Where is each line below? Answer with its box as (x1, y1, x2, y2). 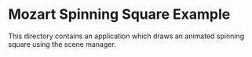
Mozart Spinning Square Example (8, 5, 231, 23)
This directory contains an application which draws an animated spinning (8, 31, 245, 41)
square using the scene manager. (8, 39, 116, 48)
